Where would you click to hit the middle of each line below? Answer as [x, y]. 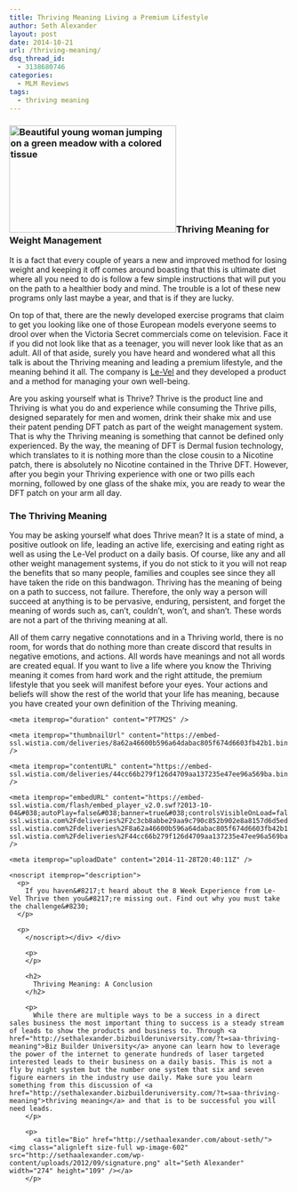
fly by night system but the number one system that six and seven [137, 1069]
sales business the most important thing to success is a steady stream [147, 1023]
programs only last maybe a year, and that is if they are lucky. [122, 298]
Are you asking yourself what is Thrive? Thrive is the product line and [136, 398]
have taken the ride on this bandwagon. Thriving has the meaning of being [146, 582]
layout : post [33, 34]
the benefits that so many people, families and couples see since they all [142, 572]
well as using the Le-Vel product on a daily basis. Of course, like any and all [148, 554]
